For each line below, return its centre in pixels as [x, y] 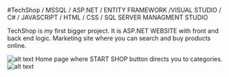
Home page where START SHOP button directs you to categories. [129, 59]
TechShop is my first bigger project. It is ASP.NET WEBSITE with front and [113, 31]
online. [17, 45]
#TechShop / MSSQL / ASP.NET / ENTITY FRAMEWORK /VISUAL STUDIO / [114, 10]
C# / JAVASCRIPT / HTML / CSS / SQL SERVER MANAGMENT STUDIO [108, 17]
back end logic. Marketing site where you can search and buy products [109, 38]
